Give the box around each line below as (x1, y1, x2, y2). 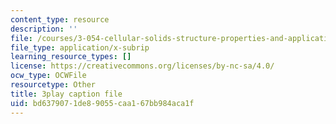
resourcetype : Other (10, 80, 97, 90)
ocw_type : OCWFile (10, 71, 87, 81)
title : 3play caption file (10, 89, 123, 99)
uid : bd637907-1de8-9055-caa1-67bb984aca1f (10, 98, 195, 108)
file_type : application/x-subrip (10, 42, 150, 53)
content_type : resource (10, 14, 110, 25)
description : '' (10, 24, 78, 34)
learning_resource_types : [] (10, 52, 132, 62)
